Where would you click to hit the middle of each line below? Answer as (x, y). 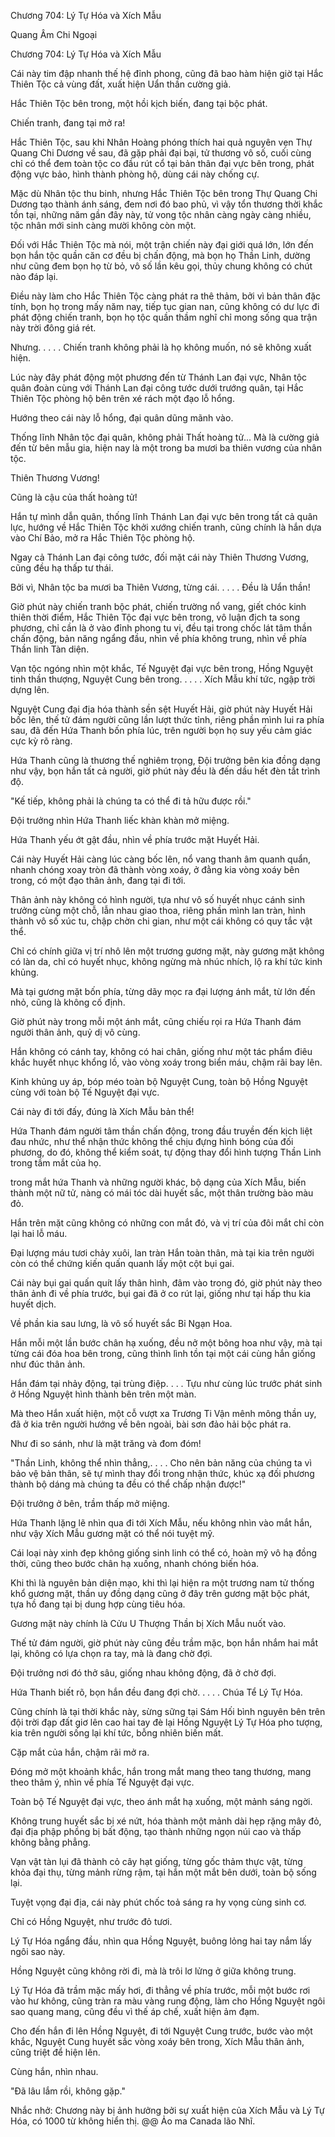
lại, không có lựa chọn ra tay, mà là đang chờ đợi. (111, 1653)
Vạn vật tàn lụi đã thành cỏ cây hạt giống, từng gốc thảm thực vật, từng (156, 1861)
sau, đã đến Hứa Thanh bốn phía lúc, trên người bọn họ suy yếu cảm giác (161, 730)
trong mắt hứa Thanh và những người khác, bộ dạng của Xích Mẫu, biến (158, 1182)
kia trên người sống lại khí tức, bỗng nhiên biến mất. (117, 1733)
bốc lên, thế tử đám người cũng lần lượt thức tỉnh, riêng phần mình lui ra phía (167, 719)
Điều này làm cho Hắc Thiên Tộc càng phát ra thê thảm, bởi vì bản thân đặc (165, 296)
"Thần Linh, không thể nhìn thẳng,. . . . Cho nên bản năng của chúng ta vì (161, 1463)
